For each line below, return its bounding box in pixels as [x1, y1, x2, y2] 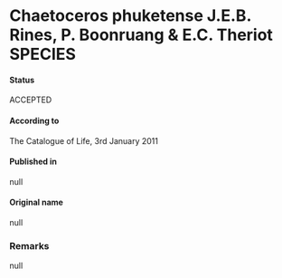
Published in [9, 156, 57, 168]
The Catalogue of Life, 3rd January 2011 [9, 135, 158, 146]
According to [9, 115, 60, 126]
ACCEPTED [9, 94, 52, 105]
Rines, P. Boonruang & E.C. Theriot [9, 24, 274, 45]
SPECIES [9, 44, 77, 64]
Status [9, 74, 35, 85]
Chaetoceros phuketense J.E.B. [9, 5, 251, 26]
